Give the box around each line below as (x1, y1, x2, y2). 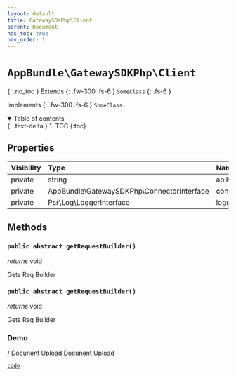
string (48, 175, 67, 184)
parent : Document (7, 23, 58, 30)
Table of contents (13, 114, 65, 123)
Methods (7, 222, 48, 234)
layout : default (7, 10, 55, 18)
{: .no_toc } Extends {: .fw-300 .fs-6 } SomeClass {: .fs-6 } (7, 87, 172, 95)
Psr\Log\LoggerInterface (48, 197, 130, 207)
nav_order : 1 (7, 36, 46, 43)
